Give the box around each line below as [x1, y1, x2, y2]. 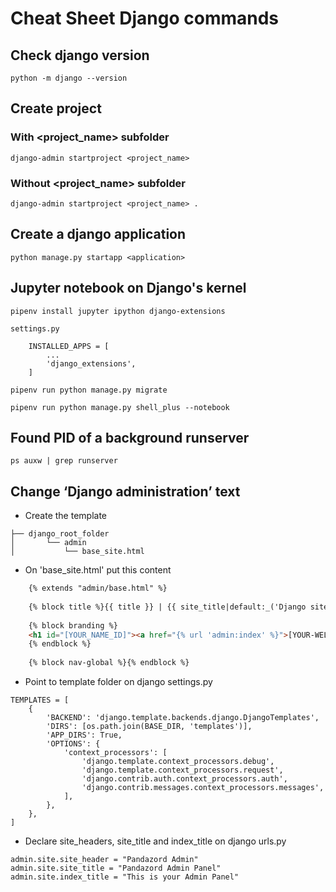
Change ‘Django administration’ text [10, 483, 241, 500]
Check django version [10, 47, 150, 64]
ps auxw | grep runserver [10, 456, 118, 466]
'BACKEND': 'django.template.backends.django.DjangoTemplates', [46, 713, 320, 723]
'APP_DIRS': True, [46, 730, 123, 741]
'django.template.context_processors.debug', [81, 757, 275, 767]
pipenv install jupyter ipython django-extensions [10, 306, 226, 316]
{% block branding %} [28, 620, 118, 631]
